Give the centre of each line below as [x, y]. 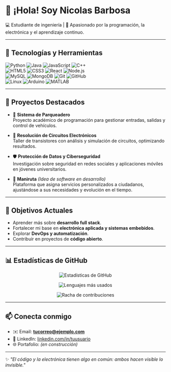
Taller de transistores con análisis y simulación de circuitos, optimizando [89, 141]
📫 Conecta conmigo [39, 316]
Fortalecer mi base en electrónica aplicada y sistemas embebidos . [84, 228]
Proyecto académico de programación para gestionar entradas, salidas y [89, 120]
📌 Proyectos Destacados [45, 102]
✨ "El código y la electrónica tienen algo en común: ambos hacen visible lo [84, 359]
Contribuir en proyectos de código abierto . [58, 239]
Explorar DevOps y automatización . [51, 233]
